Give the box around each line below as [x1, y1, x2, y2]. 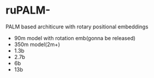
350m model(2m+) [14, 41, 60, 48]
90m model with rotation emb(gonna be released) [14, 34, 136, 41]
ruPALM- [5, 4, 51, 17]
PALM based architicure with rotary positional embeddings [5, 23, 149, 30]
